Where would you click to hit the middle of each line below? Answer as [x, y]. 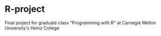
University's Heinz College [32, 28]
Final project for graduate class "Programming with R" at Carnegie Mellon [80, 23]
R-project [25, 9]
